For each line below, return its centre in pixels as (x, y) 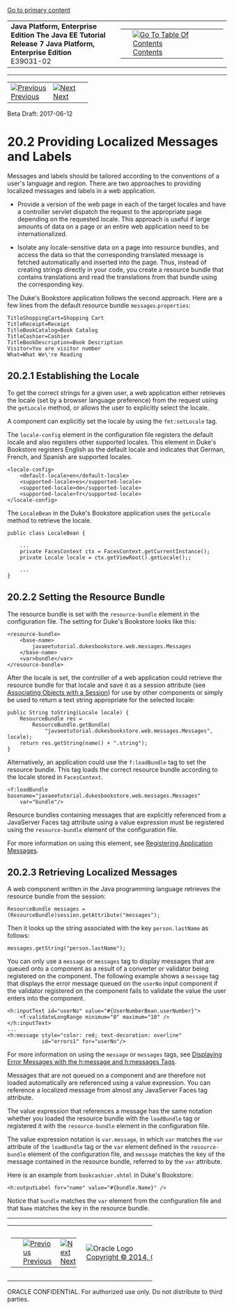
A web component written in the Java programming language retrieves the (114, 889)
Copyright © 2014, (117, 1257)
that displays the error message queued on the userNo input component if (112, 984)
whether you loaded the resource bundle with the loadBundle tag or (104, 1118)
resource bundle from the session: (56, 896)
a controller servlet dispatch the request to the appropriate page (109, 211)
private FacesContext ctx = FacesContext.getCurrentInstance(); (115, 551)
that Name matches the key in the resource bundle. (78, 1208)
